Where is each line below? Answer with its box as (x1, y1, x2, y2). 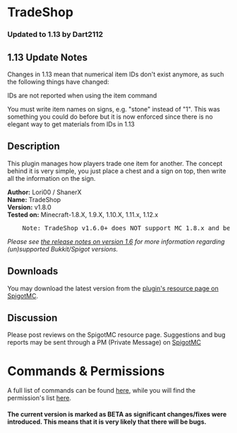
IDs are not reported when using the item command (7, 91, 157, 100)
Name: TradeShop (7, 195, 61, 203)
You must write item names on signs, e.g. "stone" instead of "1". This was (7, 105, 221, 113)
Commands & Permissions (7, 363, 165, 379)
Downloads (7, 266, 59, 278)
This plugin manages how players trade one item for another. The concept (7, 159, 223, 167)
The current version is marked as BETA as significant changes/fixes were (7, 410, 227, 418)
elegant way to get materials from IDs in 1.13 (7, 119, 135, 128)
